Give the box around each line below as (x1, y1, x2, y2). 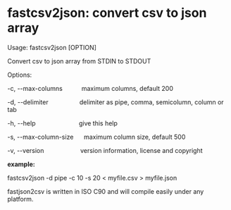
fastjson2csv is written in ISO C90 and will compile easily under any (7, 187, 204, 195)
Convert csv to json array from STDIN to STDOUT (7, 56, 151, 65)
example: (7, 160, 35, 168)
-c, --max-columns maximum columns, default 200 (7, 84, 174, 92)
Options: (7, 70, 32, 79)
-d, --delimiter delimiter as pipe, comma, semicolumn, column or (7, 97, 224, 106)
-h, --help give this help (7, 118, 118, 128)
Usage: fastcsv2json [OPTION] (7, 43, 97, 51)
